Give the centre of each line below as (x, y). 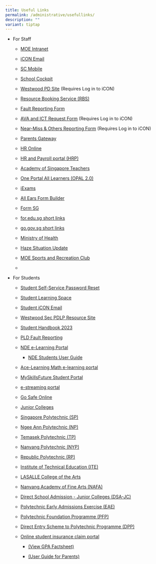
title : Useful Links (27, 10)
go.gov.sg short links (42, 228)
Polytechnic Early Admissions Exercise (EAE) (68, 507)
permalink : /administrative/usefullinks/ (50, 15)
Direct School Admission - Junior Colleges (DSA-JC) (76, 497)
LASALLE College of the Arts (50, 477)
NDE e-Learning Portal (44, 348)
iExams (28, 189)
